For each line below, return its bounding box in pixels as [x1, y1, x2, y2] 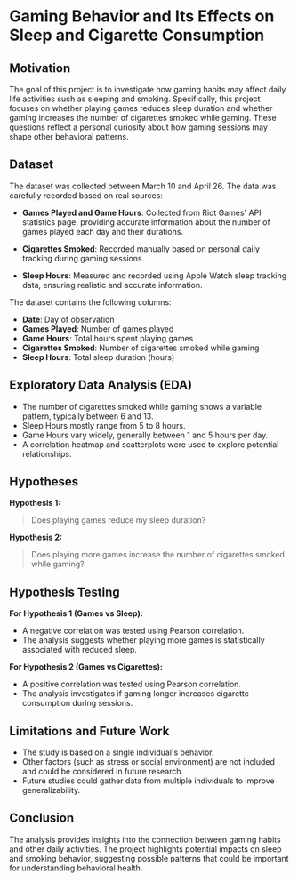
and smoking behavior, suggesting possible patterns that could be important [9, 853, 289, 863]
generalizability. [21, 785, 81, 796]
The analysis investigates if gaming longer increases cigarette [21, 688, 249, 699]
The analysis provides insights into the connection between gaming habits [9, 834, 282, 845]
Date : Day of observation [21, 314, 115, 325]
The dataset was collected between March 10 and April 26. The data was [9, 180, 277, 191]
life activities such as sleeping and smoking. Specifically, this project [9, 93, 261, 104]
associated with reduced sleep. [21, 645, 138, 655]
